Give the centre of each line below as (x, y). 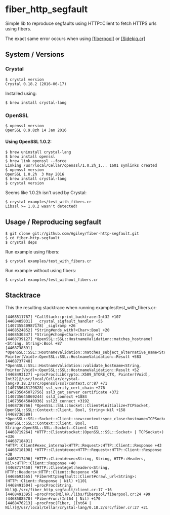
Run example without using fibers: (41, 270)
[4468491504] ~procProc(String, (39, 485)
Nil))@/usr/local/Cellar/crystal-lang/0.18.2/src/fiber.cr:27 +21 (77, 507)
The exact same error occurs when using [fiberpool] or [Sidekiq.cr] (75, 39)
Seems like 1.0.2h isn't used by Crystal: (46, 193)
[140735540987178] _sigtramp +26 (40, 325)
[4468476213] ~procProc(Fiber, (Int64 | (49, 503)
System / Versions (35, 54)
